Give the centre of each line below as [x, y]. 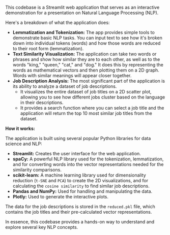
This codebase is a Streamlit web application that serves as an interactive [82, 7]
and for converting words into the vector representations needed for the [88, 164]
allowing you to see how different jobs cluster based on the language [93, 97]
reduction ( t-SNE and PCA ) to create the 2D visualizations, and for [80, 180]
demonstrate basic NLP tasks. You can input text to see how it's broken [88, 38]
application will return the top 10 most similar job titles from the [86, 113]
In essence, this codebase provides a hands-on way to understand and [80, 222]
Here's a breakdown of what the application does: [58, 23]
